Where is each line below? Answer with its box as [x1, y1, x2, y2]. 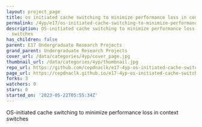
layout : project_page [6, 8, 61, 15]
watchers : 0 [6, 81, 36, 87]
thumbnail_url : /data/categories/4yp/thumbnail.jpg [6, 59, 138, 65]
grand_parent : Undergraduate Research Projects [6, 48, 128, 54]
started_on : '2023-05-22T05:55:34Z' [6, 92, 98, 98]
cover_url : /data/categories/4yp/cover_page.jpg [6, 53, 130, 59]
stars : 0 [6, 87, 28, 93]
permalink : [6, 20, 34, 26]
